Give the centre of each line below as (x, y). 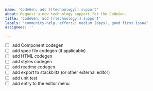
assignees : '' (19, 27)
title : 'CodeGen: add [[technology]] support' (53, 18)
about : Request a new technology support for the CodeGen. (66, 14)
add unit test (25, 78)
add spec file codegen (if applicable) (49, 51)
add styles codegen (32, 62)
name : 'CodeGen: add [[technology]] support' (52, 9)
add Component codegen (38, 45)
